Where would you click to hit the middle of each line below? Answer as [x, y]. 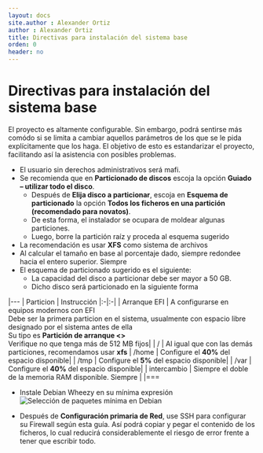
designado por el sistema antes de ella [71, 326]
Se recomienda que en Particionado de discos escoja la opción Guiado [135, 178]
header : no [26, 52]
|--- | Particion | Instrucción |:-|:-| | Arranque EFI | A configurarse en [119, 302]
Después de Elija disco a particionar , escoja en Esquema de [130, 194]
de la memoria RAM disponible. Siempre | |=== [84, 377]
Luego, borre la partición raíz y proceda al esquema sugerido [130, 236]
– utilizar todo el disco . [57, 186]
